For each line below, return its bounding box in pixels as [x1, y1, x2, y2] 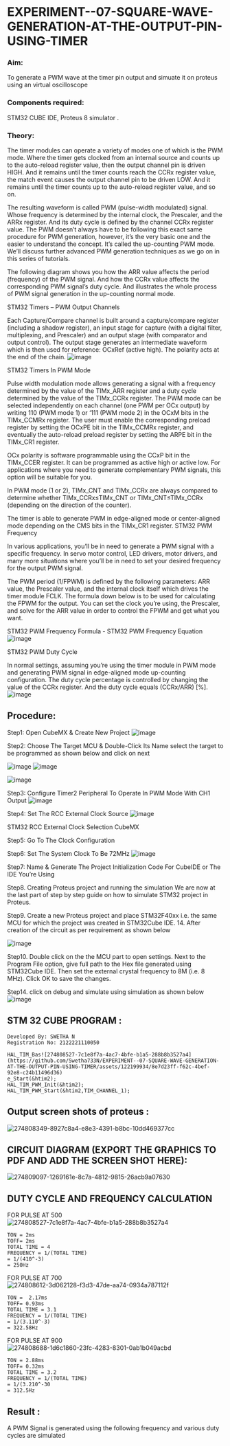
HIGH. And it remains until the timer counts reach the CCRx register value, [7, 168, 216, 177]
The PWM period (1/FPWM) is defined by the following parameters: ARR [7, 578, 211, 586]
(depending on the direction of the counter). [7, 501, 132, 509]
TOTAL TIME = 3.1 [7, 1307, 57, 1313]
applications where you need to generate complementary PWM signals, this [7, 466, 222, 474]
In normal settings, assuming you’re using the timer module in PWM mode [7, 661, 216, 670]
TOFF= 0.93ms [7, 1300, 45, 1307]
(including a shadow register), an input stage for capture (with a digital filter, [7, 324, 222, 332]
